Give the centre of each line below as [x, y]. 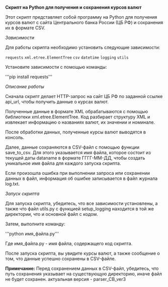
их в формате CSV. [25, 28]
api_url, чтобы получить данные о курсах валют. [57, 102]
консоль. [15, 137]
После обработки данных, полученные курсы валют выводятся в [75, 132]
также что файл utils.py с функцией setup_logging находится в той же [80, 209]
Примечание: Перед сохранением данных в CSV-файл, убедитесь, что [82, 268]
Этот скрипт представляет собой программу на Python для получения [81, 17]
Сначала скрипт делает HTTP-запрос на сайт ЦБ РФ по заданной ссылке [84, 96]
